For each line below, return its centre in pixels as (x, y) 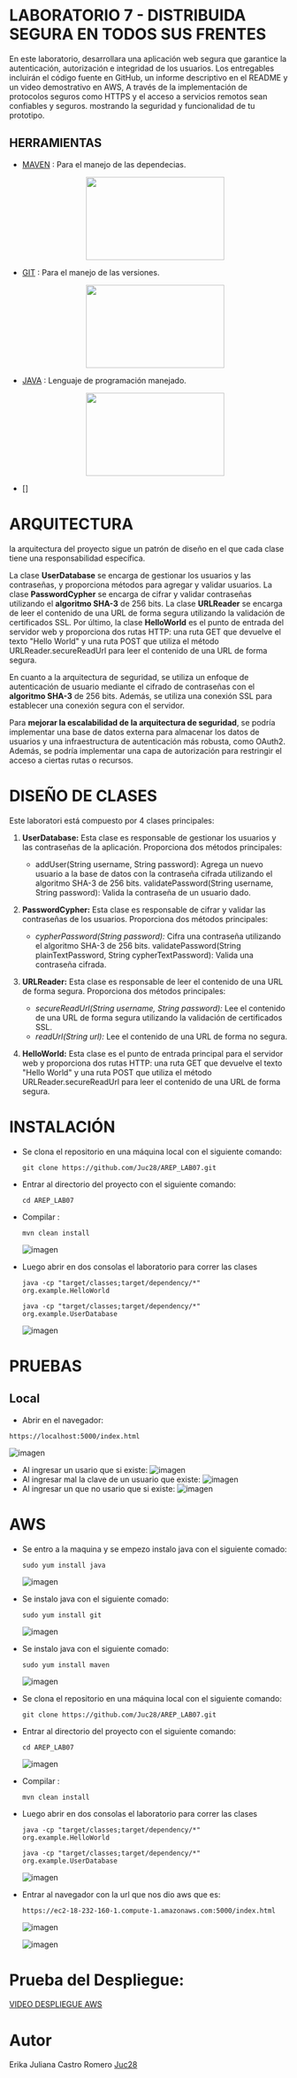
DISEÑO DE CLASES (83, 796)
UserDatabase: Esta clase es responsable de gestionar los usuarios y (149, 837)
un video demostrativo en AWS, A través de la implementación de (128, 87)
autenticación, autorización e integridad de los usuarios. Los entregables (142, 68)
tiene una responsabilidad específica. (77, 558)
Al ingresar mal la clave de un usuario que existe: (111, 1479)
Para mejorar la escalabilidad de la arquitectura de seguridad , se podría (142, 722)
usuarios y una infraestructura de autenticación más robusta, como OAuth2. (147, 741)
